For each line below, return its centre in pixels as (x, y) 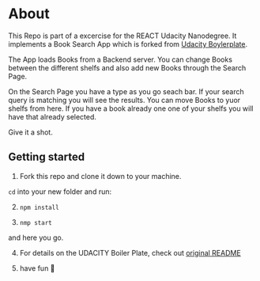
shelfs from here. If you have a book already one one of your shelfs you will (131, 108)
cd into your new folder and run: (60, 192)
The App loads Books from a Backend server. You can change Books (121, 59)
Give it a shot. (30, 132)
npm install (39, 207)
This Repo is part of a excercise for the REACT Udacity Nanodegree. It (122, 36)
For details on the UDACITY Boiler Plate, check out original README (130, 253)
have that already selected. (53, 116)
